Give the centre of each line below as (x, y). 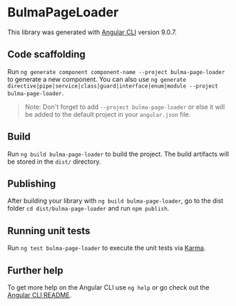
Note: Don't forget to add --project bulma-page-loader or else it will (125, 107)
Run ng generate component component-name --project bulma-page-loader (116, 71)
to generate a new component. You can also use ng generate (97, 79)
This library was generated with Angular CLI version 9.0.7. (92, 32)
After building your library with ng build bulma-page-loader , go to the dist (116, 201)
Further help (36, 270)
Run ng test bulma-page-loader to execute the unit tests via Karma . (107, 248)
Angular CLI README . (40, 295)
